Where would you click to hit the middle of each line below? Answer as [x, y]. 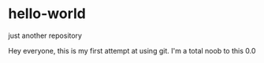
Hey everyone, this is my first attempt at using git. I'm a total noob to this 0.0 [132, 50]
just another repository [45, 35]
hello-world [47, 14]
